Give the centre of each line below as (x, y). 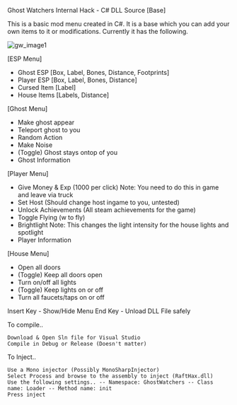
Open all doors (39, 267)
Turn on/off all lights (47, 282)
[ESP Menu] (25, 59)
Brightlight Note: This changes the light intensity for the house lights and (123, 225)
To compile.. (25, 325)
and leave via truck (45, 195)
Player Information (45, 240)
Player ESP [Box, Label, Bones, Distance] (77, 80)
